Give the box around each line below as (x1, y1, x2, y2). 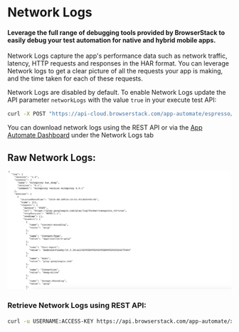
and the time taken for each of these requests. (7, 74, 144, 83)
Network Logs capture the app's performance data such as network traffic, (7, 51, 228, 61)
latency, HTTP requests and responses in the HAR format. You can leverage (7, 59, 230, 68)
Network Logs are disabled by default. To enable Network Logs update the (7, 88, 226, 97)
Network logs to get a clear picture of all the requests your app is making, (7, 67, 223, 76)
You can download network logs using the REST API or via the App (7, 123, 203, 132)
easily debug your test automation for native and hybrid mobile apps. (7, 36, 216, 44)
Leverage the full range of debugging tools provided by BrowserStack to (7, 28, 225, 36)
